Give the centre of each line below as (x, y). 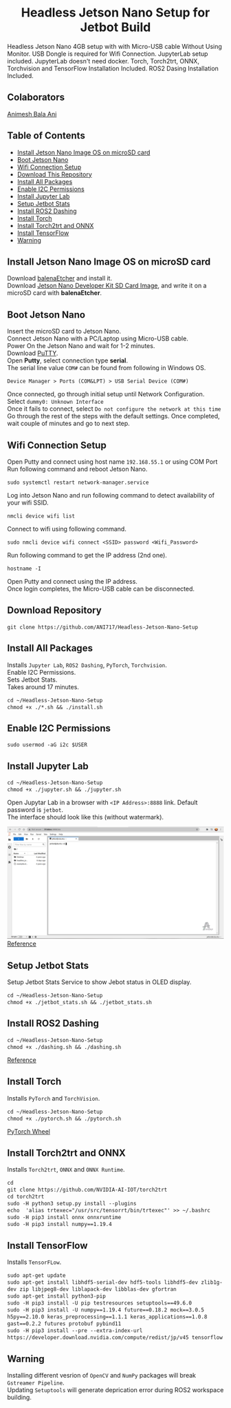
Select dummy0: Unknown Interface (56, 402)
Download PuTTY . (33, 354)
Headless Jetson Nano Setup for (115, 13)
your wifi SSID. (28, 502)
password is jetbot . (35, 810)
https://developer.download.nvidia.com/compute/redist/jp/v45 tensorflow (115, 1338)
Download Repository (54, 610)
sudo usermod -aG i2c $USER (47, 745)
